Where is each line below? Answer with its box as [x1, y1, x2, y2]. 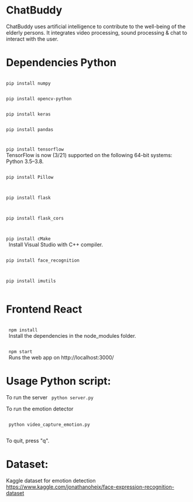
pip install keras [6, 111, 51, 117]
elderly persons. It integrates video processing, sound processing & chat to [6, 29, 187, 36]
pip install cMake [6, 236, 51, 242]
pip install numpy [6, 80, 51, 86]
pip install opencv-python [6, 96, 72, 101]
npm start [8, 348, 33, 355]
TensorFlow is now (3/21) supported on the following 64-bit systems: [6, 151, 173, 158]
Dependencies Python [6, 56, 117, 69]
